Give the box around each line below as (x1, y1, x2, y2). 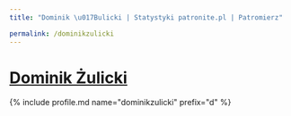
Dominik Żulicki (9, 68, 128, 87)
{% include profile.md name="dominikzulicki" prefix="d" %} (9, 97, 232, 108)
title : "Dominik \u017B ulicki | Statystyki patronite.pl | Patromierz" (9, 12, 283, 22)
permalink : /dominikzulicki (9, 29, 115, 38)
